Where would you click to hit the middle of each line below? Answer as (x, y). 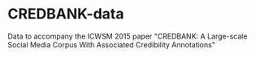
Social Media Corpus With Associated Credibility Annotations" (112, 44)
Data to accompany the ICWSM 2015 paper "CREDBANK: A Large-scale (128, 36)
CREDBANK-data (66, 14)
